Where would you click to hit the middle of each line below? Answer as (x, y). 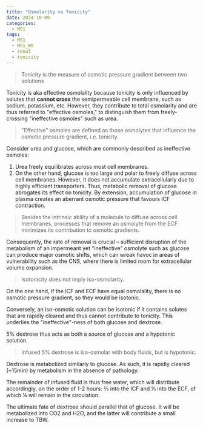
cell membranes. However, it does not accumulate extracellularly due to (105, 179)
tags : (13, 35)
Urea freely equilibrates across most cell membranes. (82, 166)
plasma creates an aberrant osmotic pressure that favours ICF (92, 199)
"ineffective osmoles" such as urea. (74, 118)
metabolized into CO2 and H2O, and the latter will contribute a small (91, 413)
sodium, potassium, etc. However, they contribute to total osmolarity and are (102, 105)
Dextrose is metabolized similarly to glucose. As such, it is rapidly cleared (98, 364)
